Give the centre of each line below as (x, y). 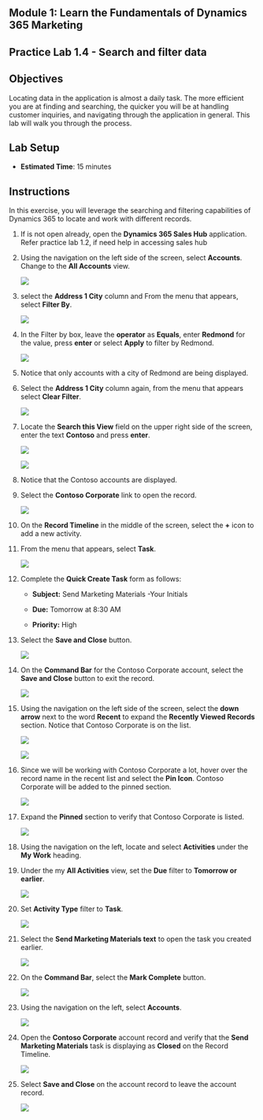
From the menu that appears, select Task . (88, 549)
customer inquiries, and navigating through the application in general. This (130, 114)
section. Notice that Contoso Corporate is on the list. (106, 725)
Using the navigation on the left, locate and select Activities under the (134, 847)
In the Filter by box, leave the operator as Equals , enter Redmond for (133, 335)
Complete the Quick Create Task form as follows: (101, 579)
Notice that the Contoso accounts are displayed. (99, 480)
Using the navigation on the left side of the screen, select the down (130, 709)
